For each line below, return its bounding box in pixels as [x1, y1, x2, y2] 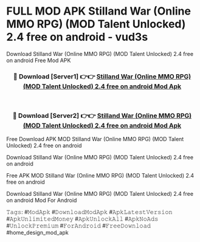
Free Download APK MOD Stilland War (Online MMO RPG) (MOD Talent [6, 135, 184, 142]
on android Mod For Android [6, 196, 77, 204]
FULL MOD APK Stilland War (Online [6, 4, 191, 18]
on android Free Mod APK [6, 57, 71, 64]
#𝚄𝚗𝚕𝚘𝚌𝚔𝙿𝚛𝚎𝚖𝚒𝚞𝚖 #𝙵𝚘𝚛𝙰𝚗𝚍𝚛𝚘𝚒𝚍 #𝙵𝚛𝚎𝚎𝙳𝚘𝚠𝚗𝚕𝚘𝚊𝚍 [6, 222, 151, 229]
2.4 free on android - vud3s [6, 30, 148, 44]
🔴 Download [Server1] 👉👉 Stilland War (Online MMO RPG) [13, 72, 191, 80]
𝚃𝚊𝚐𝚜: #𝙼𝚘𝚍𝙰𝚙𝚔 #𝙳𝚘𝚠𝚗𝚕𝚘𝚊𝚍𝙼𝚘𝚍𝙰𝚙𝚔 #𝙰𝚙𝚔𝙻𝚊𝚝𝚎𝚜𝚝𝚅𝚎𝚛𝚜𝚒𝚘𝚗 [6, 208, 173, 215]
